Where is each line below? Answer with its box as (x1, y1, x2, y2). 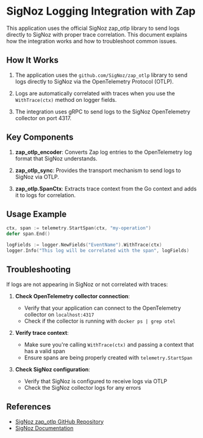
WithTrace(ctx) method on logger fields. (15, 96, 117, 103)
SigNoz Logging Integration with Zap (6, 4, 196, 18)
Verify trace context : (15, 329, 69, 336)
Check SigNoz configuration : (15, 365, 90, 373)
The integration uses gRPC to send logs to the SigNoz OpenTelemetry (15, 108, 191, 115)
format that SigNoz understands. (15, 154, 98, 162)
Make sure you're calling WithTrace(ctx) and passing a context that (24, 340, 194, 348)
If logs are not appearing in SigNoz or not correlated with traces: (6, 281, 168, 288)
